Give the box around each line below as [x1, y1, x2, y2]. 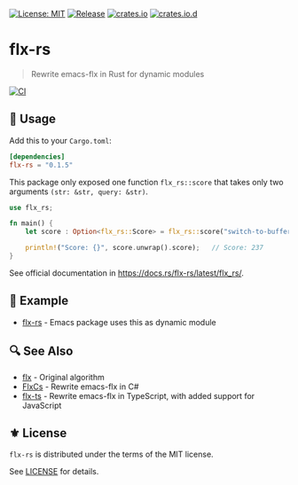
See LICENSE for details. [9, 466, 99, 477]
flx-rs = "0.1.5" [9, 160, 74, 169]
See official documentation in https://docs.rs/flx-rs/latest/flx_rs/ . [9, 267, 244, 278]
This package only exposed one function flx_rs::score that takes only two [9, 176, 284, 187]
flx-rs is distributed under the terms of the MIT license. [9, 449, 215, 460]
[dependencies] [9, 152, 66, 161]
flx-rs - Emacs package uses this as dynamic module [21, 317, 216, 327]
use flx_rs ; [9, 203, 53, 212]
